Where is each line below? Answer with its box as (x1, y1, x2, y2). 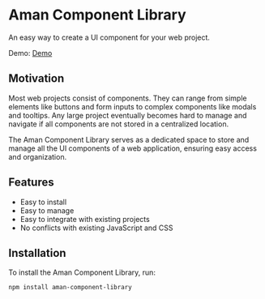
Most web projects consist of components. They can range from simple (8, 93, 247, 103)
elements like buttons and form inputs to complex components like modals (8, 101, 257, 111)
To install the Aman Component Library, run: (8, 267, 156, 277)
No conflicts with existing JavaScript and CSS (19, 223, 173, 233)
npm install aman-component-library (8, 284, 132, 292)
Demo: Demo (8, 48, 53, 58)
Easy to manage (19, 205, 75, 216)
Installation (8, 246, 66, 260)
